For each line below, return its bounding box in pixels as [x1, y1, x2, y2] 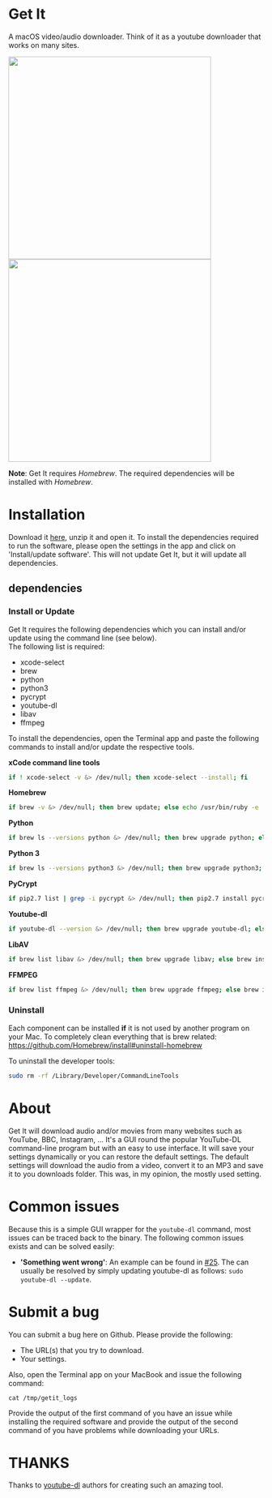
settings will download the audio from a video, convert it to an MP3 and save [8, 1160, 264, 1170]
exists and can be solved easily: [8, 1241, 115, 1251]
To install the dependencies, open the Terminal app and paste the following [8, 733, 260, 743]
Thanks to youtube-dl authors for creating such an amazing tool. [8, 1480, 224, 1490]
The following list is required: [8, 641, 105, 651]
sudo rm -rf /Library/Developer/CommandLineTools [8, 1072, 180, 1080]
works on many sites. [8, 40, 79, 49]
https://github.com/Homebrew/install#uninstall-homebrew [8, 1040, 202, 1050]
